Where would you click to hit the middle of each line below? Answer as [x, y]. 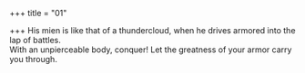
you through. [33, 59]
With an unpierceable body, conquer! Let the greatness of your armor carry [151, 50]
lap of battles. [35, 40]
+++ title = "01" [38, 13]
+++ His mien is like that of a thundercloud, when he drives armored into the [152, 30]
